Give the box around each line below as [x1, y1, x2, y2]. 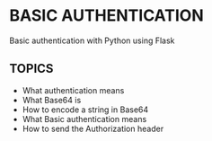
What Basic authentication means [22, 113, 147, 124]
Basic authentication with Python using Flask [9, 35, 175, 46]
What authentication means [22, 84, 125, 95]
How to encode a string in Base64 [22, 104, 149, 115]
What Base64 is [22, 94, 82, 105]
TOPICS [9, 61, 54, 76]
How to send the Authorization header [22, 123, 164, 134]
